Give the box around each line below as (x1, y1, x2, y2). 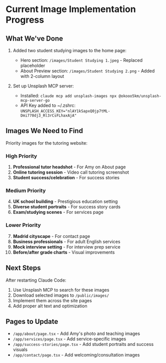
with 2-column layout (20, 73, 64, 79)
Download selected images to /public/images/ (12, 292, 109, 298)
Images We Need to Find (5, 127, 83, 135)
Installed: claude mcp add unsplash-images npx (20, 93, 117, 98)
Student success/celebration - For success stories (12, 175, 119, 181)
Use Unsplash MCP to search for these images (12, 287, 109, 293)
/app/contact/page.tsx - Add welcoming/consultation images (12, 352, 140, 358)
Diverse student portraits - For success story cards (12, 204, 120, 210)
